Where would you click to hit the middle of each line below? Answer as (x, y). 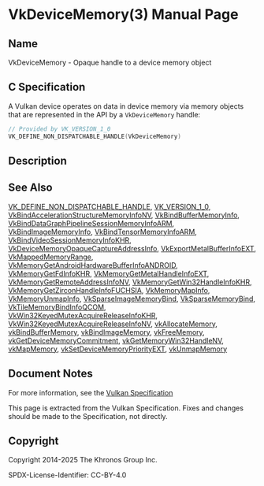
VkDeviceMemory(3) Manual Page (123, 15)
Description (37, 160)
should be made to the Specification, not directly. (88, 416)
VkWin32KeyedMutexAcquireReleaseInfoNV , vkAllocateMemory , (113, 324)
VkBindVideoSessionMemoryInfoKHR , (70, 240)
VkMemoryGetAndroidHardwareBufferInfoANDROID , (93, 265)
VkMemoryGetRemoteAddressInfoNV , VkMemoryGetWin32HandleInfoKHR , (130, 282)
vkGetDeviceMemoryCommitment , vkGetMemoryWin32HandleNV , (116, 340)
